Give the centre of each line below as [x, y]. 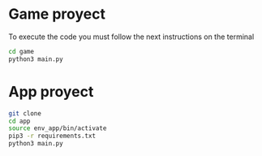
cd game [21, 51]
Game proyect [57, 14]
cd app [19, 121]
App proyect [51, 91]
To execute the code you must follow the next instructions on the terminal [131, 37]
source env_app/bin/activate [58, 128]
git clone [25, 113]
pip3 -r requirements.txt [52, 136]
